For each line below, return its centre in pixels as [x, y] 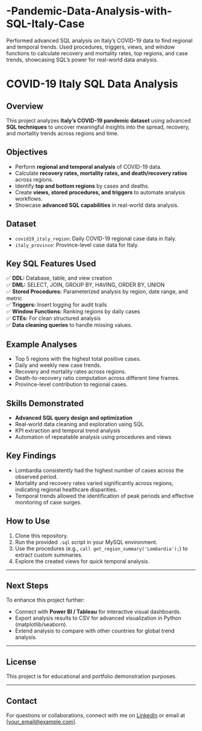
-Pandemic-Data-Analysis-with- [89, 11]
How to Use [28, 521]
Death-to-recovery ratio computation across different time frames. [97, 378]
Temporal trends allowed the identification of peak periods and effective [104, 496]
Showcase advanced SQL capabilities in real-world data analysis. [97, 205]
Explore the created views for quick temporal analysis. [82, 561]
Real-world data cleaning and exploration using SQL [79, 424]
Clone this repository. [41, 536]
